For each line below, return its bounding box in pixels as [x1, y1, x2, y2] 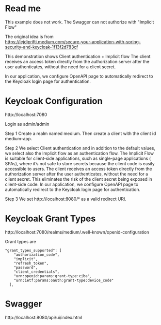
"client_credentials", [14, 269, 60, 274]
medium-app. [5, 135, 32, 141]
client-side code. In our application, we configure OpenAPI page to [5, 181, 139, 187]
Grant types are [5, 238, 36, 244]
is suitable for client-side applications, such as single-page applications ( [5, 155, 151, 161]
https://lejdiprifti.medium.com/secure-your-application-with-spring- [5, 38, 141, 44]
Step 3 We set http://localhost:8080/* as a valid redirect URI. [5, 196, 126, 202]
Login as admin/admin [5, 121, 49, 127]
